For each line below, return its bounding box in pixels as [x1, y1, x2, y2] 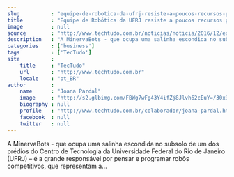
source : [7, 29, 54, 37]
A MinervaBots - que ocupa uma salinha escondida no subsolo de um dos [7, 139, 219, 148]
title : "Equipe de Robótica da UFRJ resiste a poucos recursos [7, 17, 223, 24]
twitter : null [19, 120, 70, 128]
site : [7, 56, 54, 63]
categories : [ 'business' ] [7, 43, 95, 49]
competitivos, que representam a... [7, 162, 108, 170]
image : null [7, 23, 70, 30]
